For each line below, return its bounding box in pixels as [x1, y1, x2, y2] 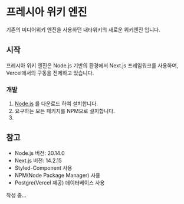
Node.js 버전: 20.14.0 [14, 149, 65, 157]
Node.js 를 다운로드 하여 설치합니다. [14, 100, 98, 107]
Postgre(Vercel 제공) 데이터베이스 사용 [14, 179, 105, 186]
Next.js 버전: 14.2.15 [14, 157, 62, 164]
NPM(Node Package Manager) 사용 [14, 171, 101, 179]
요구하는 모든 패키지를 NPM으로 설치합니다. [14, 108, 115, 115]
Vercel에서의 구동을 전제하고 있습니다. [6, 69, 94, 76]
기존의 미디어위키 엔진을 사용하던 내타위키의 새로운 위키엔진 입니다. [6, 26, 160, 33]
